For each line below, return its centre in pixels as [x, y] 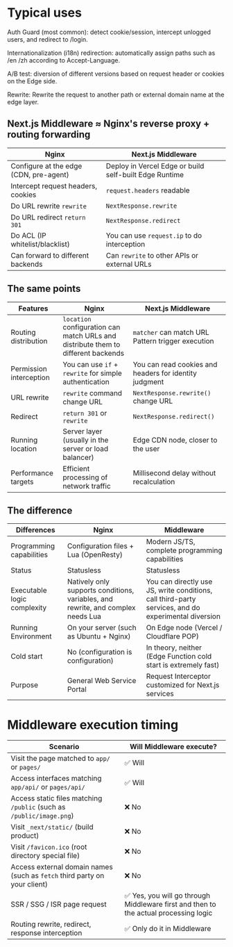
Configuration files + [100, 546]
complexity [29, 608]
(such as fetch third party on [58, 875]
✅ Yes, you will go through [167, 896]
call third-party [171, 599]
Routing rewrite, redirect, [51, 924]
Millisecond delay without [174, 472]
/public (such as [38, 807]
